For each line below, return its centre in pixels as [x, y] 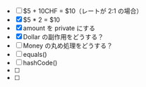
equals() [35, 54]
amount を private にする [59, 28]
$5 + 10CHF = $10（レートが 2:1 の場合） [83, 11]
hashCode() [40, 63]
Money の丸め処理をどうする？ [68, 46]
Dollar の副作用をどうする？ [63, 37]
